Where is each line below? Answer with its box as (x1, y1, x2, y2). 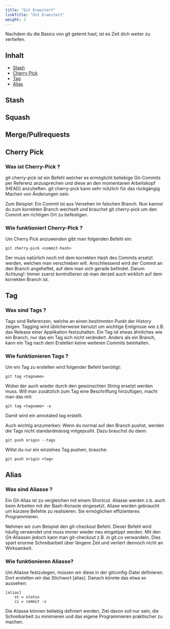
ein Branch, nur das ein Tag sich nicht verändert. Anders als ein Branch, (5, 335, 156, 341)
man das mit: (5, 394, 33, 400)
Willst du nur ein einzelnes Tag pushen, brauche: (5, 447, 108, 453)
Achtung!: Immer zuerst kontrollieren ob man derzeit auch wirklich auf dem (5, 271, 162, 277)
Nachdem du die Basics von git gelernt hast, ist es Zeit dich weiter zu (5, 31, 151, 37)
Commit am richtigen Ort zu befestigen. (5, 212, 88, 218)
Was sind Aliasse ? (5, 486, 53, 493)
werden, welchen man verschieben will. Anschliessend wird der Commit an (5, 260, 163, 266)
